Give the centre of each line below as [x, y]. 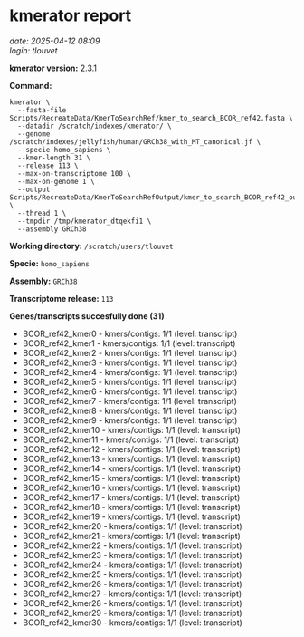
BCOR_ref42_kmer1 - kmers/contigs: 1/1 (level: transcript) [129, 343]
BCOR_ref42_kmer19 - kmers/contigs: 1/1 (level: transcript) [132, 516]
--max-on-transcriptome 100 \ [74, 173]
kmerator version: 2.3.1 [53, 68]
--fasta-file [42, 110]
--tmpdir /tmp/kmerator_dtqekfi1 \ [85, 221]
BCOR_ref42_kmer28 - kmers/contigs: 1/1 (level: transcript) [132, 603]
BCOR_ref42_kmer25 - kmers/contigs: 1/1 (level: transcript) [132, 574]
